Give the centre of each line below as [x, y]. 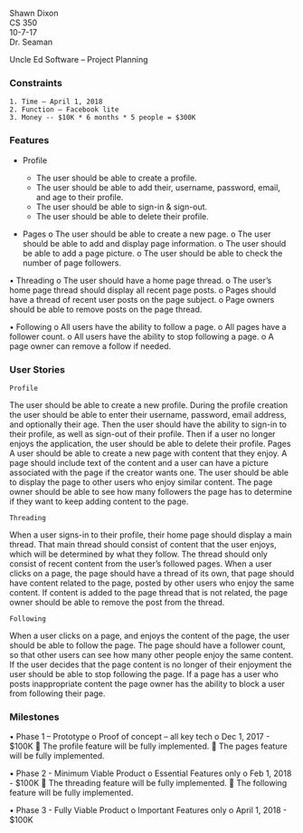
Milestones [34, 717]
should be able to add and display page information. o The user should [154, 243]
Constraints [36, 82]
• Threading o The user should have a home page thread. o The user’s [141, 280]
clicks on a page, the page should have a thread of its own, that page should [152, 573]
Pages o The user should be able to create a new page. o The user [147, 234]
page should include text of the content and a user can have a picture [139, 462]
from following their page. [57, 693]
